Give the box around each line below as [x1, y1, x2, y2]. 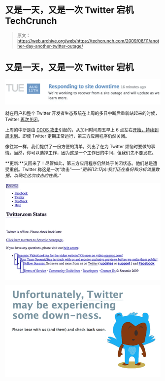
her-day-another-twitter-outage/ [17, 43, 84, 49]
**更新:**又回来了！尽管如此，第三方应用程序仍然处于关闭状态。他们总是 [5, 160, 154, 166]
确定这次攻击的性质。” [18, 172, 62, 178]
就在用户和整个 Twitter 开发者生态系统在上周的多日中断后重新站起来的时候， [5, 110, 160, 116]
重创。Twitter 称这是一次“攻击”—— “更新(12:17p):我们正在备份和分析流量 [9, 167, 156, 172]
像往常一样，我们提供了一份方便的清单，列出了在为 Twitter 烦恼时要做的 [5, 144, 151, 150]
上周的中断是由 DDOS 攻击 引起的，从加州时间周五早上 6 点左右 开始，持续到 [5, 127, 159, 133]
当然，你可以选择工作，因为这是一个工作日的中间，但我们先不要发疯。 [13, 150, 156, 156]
